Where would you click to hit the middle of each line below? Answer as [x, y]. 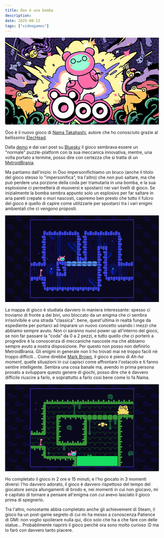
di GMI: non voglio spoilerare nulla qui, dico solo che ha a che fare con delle [81, 519]
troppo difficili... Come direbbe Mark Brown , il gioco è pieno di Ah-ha [74, 357]
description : [18, 15]
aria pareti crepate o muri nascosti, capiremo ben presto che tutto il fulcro [79, 198]
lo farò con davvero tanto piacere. [39, 530]
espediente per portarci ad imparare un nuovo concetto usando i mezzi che [81, 326]
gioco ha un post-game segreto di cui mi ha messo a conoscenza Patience [80, 515]
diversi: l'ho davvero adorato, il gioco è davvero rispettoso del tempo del [78, 484]
